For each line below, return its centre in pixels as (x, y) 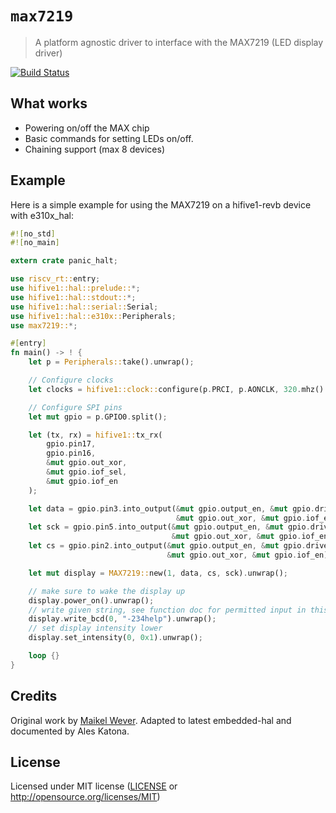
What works (49, 103)
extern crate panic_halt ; (64, 261)
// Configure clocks (71, 380)
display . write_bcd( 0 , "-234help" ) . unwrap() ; (122, 619)
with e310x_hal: (42, 215)
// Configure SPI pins (75, 407)
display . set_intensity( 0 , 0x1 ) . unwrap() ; (115, 638)
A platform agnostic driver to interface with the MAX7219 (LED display (179, 42)
